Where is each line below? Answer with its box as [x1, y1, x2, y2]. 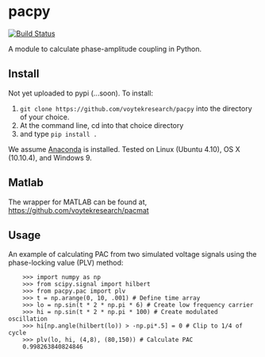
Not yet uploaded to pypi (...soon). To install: [8, 88, 153, 98]
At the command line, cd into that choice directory [19, 120, 184, 130]
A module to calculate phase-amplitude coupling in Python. [8, 44, 202, 53]
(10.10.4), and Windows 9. [8, 153, 93, 162]
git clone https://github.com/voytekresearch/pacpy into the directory [19, 103, 252, 113]
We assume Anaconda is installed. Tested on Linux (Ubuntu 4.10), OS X [8, 144, 240, 153]
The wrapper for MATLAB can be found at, [8, 197, 148, 207]
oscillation [8, 315, 48, 324]
